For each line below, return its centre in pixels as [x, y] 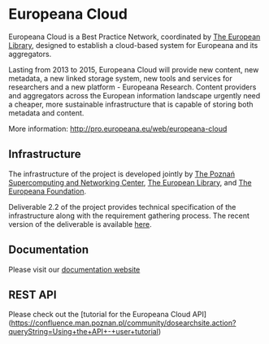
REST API [33, 295]
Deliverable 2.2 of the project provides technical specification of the [122, 207]
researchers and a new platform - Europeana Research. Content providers [132, 87]
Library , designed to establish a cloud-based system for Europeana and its [133, 45]
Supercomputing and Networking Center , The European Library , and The [130, 182]
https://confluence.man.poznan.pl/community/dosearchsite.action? [124, 323]
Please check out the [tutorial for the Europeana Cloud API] [108, 315]
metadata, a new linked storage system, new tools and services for [121, 78]
